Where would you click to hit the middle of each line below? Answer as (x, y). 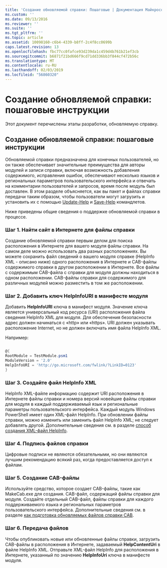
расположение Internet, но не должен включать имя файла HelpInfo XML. (83, 328)
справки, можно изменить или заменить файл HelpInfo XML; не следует (82, 420)
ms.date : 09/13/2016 (27, 19)
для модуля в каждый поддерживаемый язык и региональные (72, 404)
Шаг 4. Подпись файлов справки (47, 443)
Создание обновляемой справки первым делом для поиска (69, 241)
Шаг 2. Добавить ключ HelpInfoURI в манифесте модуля (77, 296)
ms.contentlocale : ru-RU (31, 65)
